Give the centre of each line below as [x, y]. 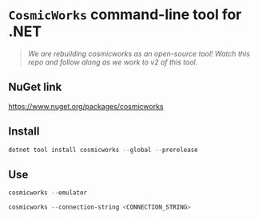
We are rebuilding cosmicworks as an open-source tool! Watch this [139, 53]
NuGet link [35, 87]
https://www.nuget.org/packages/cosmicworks [86, 106]
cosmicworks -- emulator [48, 193]
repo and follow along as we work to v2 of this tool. [113, 62]
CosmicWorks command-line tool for [125, 15]
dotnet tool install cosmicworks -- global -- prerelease [103, 150]
